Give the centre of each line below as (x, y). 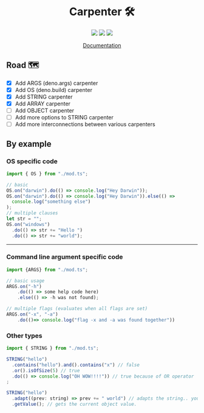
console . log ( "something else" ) (51, 202)
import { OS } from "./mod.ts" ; (47, 174)
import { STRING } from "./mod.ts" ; (53, 348)
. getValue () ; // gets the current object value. (74, 404)
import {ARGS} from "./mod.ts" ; (47, 270)
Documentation (102, 45)
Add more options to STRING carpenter (64, 118)
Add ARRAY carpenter (43, 104)
